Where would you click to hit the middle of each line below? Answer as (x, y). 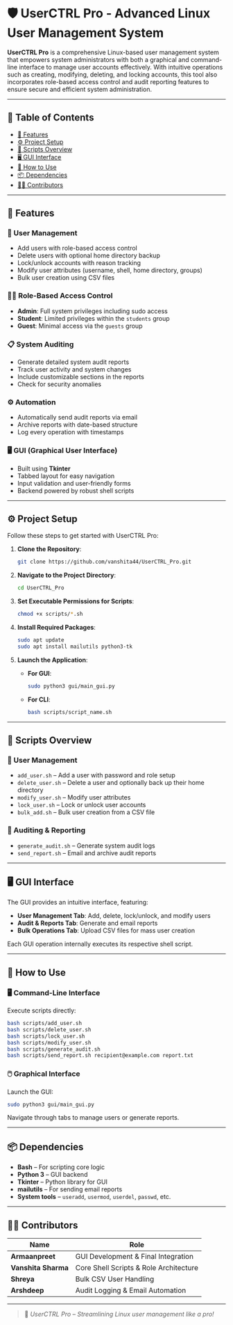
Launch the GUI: (31, 1092)
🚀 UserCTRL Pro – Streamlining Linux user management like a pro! (119, 1314)
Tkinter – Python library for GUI (62, 1182)
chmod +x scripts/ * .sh (50, 614)
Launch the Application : (52, 660)
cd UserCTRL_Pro (41, 588)
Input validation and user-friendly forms (74, 483)
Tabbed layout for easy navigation (66, 476)
